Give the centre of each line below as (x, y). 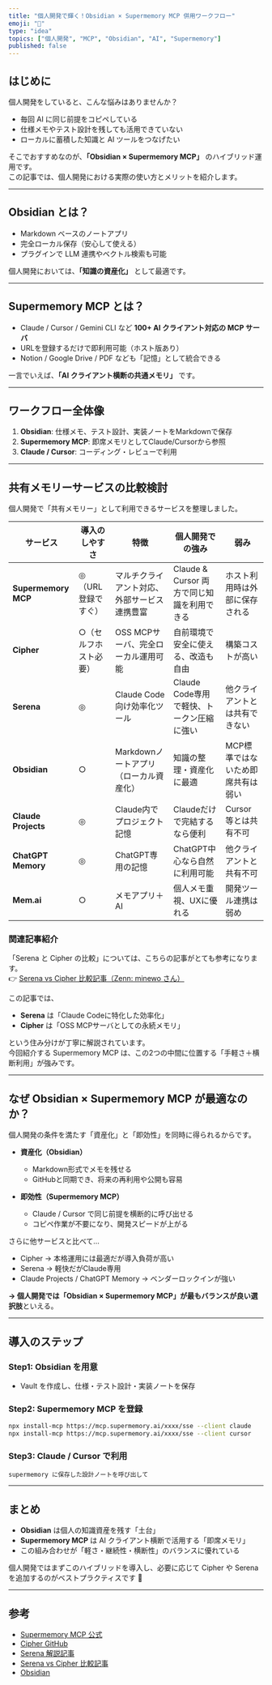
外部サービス (139, 600)
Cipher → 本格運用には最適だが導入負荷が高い (97, 1258)
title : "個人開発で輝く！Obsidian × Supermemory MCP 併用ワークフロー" (122, 16)
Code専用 (191, 694)
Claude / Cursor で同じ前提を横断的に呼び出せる (113, 1214)
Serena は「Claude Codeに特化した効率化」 (94, 1015)
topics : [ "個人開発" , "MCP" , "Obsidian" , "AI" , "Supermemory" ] (115, 38)
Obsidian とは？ (49, 213)
